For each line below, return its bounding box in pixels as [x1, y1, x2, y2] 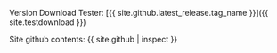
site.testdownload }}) [9, 17, 86, 27]
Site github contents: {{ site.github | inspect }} [9, 34, 178, 44]
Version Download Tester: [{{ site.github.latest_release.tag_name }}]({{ [9, 8, 269, 18]
